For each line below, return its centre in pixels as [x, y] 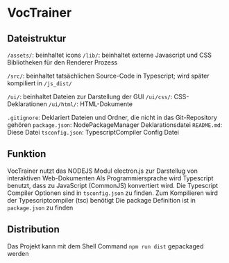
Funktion [27, 154]
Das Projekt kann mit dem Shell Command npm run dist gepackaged [105, 246]
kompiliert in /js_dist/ [40, 83]
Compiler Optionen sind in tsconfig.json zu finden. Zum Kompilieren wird [113, 193]
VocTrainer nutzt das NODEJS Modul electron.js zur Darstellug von [102, 171]
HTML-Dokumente [106, 104]
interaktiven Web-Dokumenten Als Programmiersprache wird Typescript [110, 178]
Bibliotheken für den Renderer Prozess [62, 62]
